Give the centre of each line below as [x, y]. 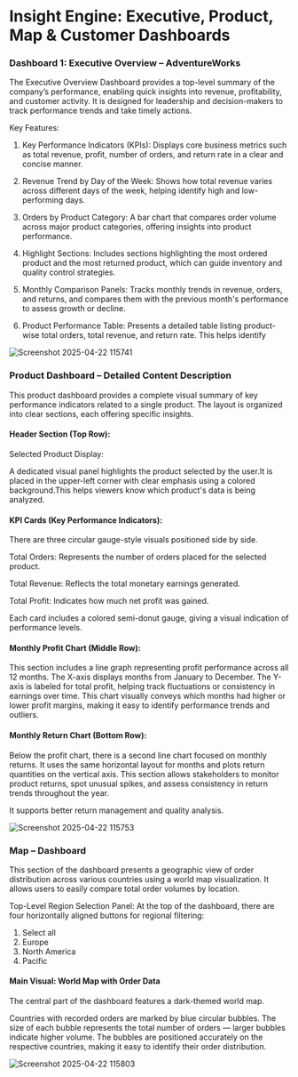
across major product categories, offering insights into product [137, 227]
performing [43, 200]
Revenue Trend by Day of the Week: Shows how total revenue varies [147, 181]
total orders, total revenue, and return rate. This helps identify [153, 335]
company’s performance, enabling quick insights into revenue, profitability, [145, 92]
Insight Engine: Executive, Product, [141, 16]
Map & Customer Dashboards [120, 35]
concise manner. [52, 164]
